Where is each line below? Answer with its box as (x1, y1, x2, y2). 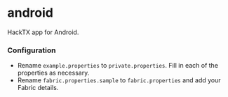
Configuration (7, 45, 56, 55)
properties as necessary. (17, 68, 90, 77)
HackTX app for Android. (7, 28, 79, 36)
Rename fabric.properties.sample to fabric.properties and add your (17, 76, 221, 84)
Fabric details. (17, 84, 59, 92)
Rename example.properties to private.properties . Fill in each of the (17, 61, 219, 70)
